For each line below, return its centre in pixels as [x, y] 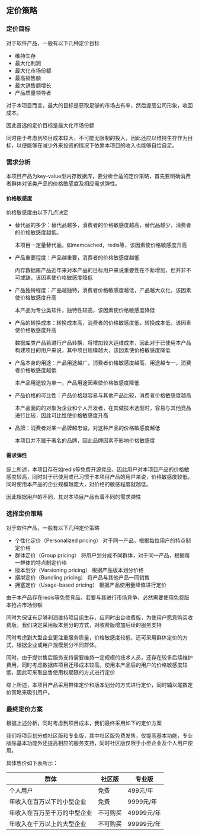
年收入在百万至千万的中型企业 [51, 812]
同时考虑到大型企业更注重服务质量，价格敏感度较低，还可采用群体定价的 [94, 637]
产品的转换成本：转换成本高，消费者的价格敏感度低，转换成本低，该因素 [103, 323]
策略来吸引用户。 [32, 692]
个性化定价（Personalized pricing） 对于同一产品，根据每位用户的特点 [100, 540]
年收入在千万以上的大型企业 [48, 824]
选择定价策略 [25, 514]
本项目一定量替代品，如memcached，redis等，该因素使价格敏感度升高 [101, 245]
